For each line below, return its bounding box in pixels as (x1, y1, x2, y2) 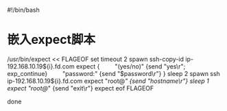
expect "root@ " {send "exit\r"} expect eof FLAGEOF (7, 84, 154, 92)
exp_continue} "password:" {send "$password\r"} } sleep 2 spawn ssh (7, 69, 221, 77)
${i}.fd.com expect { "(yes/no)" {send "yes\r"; (42, 62, 186, 71)
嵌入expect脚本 (7, 32, 96, 47)
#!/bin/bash (7, 6, 40, 14)
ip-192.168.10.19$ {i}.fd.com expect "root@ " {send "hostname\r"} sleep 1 (7, 77, 209, 85)
